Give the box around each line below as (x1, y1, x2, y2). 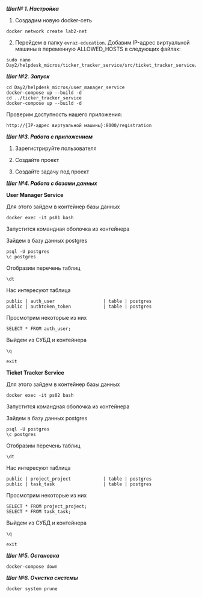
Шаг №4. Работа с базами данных (6, 180, 97, 187)
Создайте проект (14, 157, 59, 163)
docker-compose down (6, 564, 58, 570)
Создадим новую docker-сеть (14, 17, 92, 23)
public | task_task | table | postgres (6, 481, 152, 487)
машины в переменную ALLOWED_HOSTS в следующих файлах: (14, 45, 181, 52)
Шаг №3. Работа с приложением (6, 133, 93, 140)
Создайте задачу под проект (14, 168, 89, 175)
